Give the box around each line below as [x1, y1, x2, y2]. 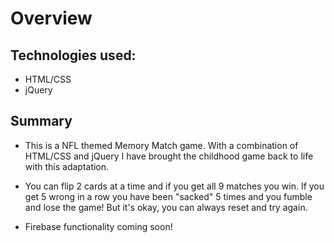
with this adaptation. [24, 160, 110, 172]
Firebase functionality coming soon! [24, 220, 173, 232]
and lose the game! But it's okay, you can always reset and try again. [24, 201, 308, 213]
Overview [10, 7, 93, 30]
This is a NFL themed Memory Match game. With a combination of [24, 139, 299, 151]
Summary [10, 113, 73, 130]
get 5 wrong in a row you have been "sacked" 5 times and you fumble [24, 190, 313, 202]
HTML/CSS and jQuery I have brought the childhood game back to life [24, 150, 314, 162]
